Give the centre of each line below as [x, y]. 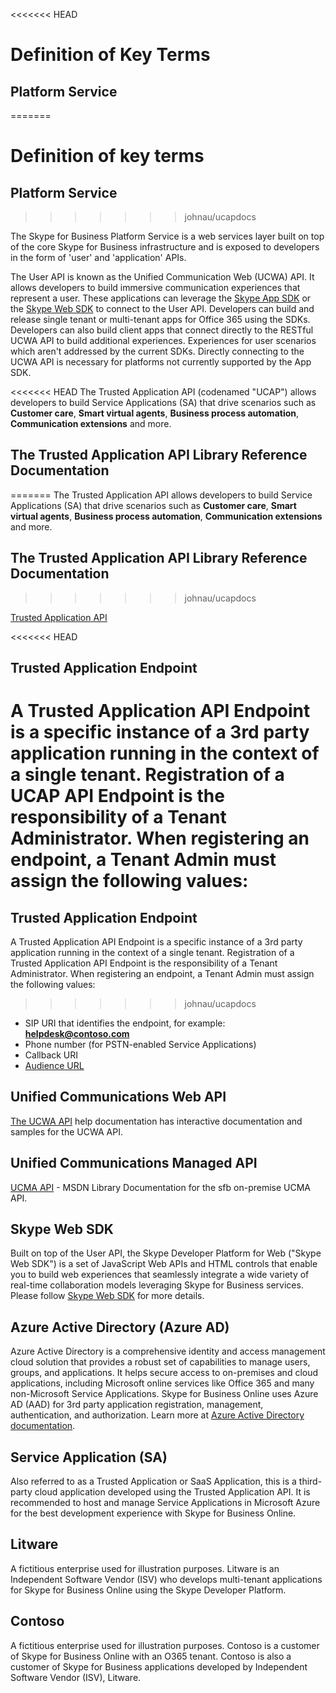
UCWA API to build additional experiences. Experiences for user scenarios [163, 340]
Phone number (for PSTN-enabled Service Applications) [140, 1045]
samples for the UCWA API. [66, 1131]
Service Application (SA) [89, 1457]
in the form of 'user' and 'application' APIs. [98, 257]
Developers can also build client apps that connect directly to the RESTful [162, 330]
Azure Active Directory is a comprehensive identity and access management [168, 1351]
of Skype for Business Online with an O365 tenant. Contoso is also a [151, 1656]
